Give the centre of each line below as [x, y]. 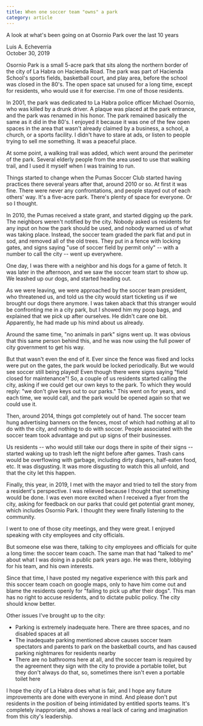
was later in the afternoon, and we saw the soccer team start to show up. [98, 272]
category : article [29, 18]
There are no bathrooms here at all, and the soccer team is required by [103, 659]
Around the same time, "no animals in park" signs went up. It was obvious [98, 334]
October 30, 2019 [28, 53]
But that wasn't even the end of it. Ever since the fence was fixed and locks [100, 359]
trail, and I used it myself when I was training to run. [71, 166]
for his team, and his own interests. [50, 566]
